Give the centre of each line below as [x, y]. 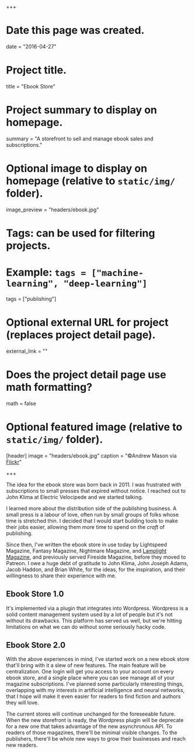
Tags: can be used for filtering [81, 233]
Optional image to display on [77, 169]
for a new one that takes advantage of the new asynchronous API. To [89, 727]
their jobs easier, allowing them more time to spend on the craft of [86, 527]
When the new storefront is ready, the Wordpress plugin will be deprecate [95, 720]
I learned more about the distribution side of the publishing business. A [91, 508]
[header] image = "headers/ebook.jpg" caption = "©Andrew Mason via [91, 455]
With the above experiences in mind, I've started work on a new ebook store [98, 659]
